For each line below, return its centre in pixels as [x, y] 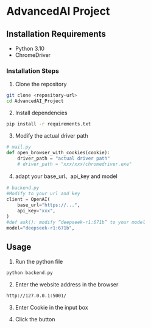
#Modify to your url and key [43, 194]
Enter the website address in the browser [67, 285]
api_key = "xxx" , [37, 211]
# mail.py [19, 147]
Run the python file [39, 262]
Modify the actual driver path [51, 135]
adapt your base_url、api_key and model [66, 176]
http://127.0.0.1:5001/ [37, 296]
